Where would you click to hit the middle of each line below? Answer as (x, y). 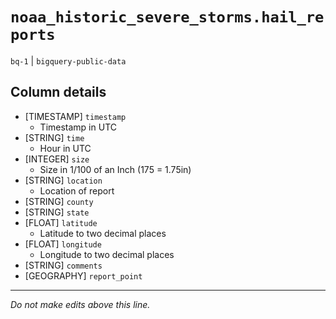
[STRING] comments (63, 265)
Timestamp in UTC (78, 127)
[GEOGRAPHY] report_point (83, 275)
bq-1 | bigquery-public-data (68, 60)
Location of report (77, 190)
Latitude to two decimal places (103, 233)
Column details (58, 92)
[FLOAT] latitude (61, 222)
